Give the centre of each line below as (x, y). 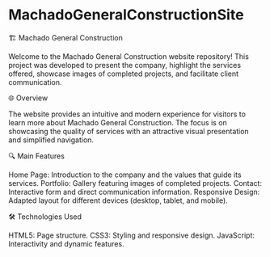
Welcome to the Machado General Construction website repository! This (129, 56)
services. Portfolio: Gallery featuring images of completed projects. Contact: (135, 183)
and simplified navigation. (51, 140)
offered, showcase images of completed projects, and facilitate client (124, 74)
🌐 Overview (28, 98)
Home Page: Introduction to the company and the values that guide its (125, 175)
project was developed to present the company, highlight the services (124, 65)
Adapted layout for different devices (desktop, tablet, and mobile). (118, 200)
